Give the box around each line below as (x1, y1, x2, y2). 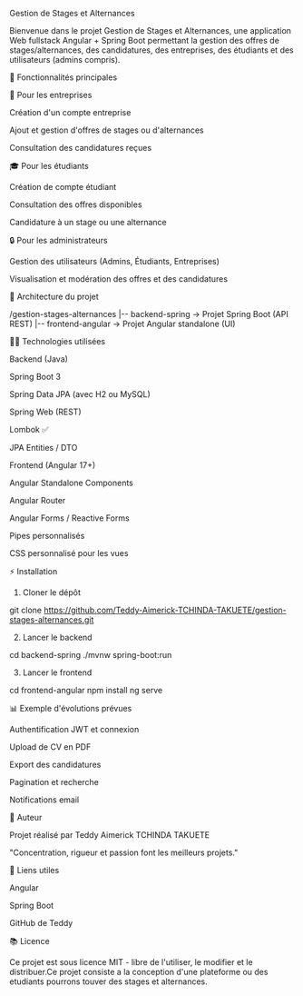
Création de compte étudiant (9, 182, 117, 192)
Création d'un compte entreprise (9, 107, 132, 117)
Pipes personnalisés (9, 531, 85, 541)
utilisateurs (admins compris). (9, 55, 121, 65)
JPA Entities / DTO (9, 443, 78, 453)
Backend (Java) (9, 354, 68, 364)
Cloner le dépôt (22, 587, 82, 598)
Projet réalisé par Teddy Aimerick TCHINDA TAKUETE (9, 830, 210, 840)
